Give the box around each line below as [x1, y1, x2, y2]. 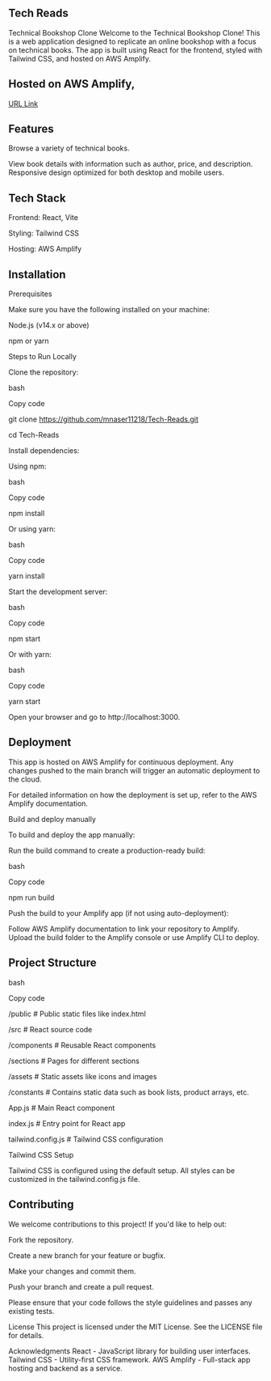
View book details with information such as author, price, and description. [8, 159, 253, 169]
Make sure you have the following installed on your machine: [8, 305, 210, 315]
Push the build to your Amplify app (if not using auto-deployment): [8, 908, 229, 917]
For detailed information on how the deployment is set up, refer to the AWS [8, 790, 257, 799]
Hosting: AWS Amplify [8, 244, 82, 254]
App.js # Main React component [8, 1103, 115, 1112]
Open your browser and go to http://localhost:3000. [8, 712, 181, 722]
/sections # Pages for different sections [8, 1056, 140, 1065]
